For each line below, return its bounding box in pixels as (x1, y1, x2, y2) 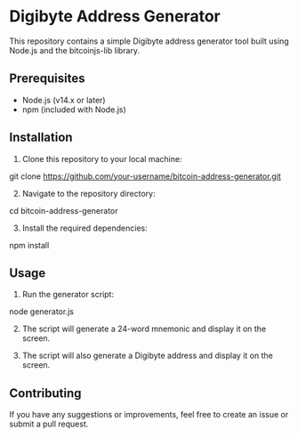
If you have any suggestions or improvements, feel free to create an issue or (9, 410, 289, 420)
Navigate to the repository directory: (21, 188, 156, 199)
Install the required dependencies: (21, 223, 149, 233)
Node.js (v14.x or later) (21, 94, 106, 105)
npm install (9, 239, 50, 250)
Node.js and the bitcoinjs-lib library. (9, 45, 141, 55)
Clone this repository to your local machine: (21, 153, 182, 164)
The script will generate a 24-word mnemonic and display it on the (21, 323, 267, 335)
